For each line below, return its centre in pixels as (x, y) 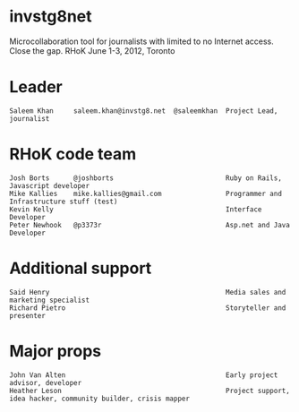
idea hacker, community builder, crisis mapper (100, 399)
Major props (56, 351)
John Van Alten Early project (144, 375)
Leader (36, 87)
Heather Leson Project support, (150, 391)
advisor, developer (46, 382)
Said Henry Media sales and (148, 292)
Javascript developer (50, 185)
